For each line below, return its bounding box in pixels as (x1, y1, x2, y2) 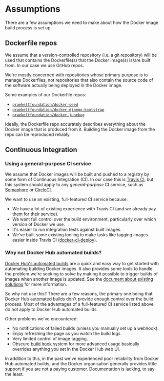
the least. (5, 371, 24, 377)
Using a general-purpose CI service (5, 160, 91, 167)
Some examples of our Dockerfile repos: (5, 91, 86, 97)
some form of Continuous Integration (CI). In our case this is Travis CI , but (5, 177, 154, 182)
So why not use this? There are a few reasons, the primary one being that (5, 291, 153, 296)
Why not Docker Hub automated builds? (5, 249, 102, 256)
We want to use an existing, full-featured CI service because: (5, 197, 128, 202)
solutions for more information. (5, 281, 67, 287)
